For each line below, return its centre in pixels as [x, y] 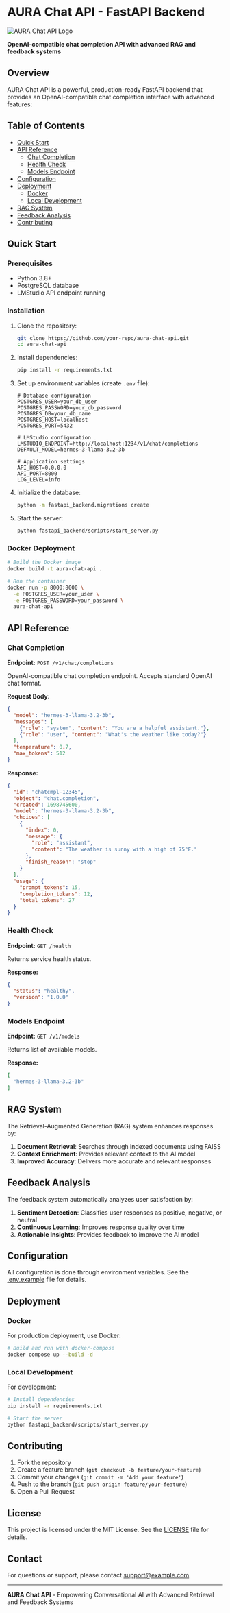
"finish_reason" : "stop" [61, 862]
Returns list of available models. [52, 1050]
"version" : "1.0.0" [41, 997]
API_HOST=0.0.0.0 [42, 468]
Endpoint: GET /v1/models [43, 1036]
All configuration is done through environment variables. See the [98, 1272]
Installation [26, 311]
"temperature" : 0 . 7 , [42, 747]
